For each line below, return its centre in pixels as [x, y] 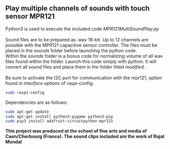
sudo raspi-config [25, 92]
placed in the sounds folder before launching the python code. [71, 50]
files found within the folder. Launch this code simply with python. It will [81, 61]
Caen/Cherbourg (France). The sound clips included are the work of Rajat [85, 136]
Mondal [14, 142]
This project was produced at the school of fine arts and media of [76, 131]
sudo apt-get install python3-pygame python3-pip [59, 116]
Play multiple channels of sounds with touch [78, 8]
